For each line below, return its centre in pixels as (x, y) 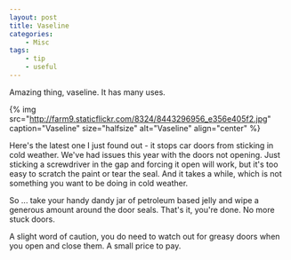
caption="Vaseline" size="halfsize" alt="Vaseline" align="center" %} (135, 128)
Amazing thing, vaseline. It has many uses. (88, 92)
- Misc (37, 42)
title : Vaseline (39, 26)
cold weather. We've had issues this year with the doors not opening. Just (145, 154)
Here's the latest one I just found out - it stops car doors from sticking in (141, 145)
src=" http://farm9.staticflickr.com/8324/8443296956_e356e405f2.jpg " (140, 118)
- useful (41, 67)
